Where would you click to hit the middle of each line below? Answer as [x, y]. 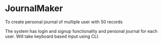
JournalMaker [34, 8]
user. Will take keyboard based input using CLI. [52, 36]
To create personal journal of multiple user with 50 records [64, 22]
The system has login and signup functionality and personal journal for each [81, 31]
